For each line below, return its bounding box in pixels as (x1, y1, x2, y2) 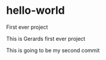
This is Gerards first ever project (6, 35, 86, 42)
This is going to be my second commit (6, 46, 100, 54)
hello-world (6, 4, 66, 17)
